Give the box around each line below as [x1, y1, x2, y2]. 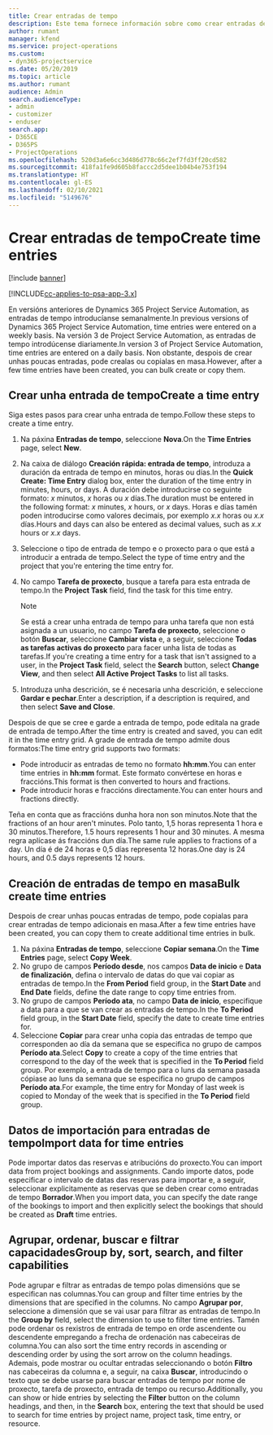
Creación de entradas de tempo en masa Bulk [8, 877, 240, 890]
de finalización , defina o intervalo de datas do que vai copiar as [19, 970, 235, 980]
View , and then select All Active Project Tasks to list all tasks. [19, 669, 229, 679]
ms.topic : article [8, 72, 71, 81]
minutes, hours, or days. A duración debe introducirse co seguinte [19, 485, 242, 495]
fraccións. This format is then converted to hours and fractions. [19, 777, 231, 786]
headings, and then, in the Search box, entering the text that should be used [8, 1401, 264, 1411]
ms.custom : [8, 50, 45, 58]
